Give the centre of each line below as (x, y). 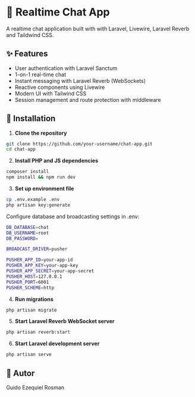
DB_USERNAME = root (28, 233)
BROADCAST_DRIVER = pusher (37, 249)
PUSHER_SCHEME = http (30, 288)
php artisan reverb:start (38, 332)
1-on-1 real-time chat (40, 75)
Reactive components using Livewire (60, 87)
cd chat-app (21, 149)
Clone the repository (41, 133)
